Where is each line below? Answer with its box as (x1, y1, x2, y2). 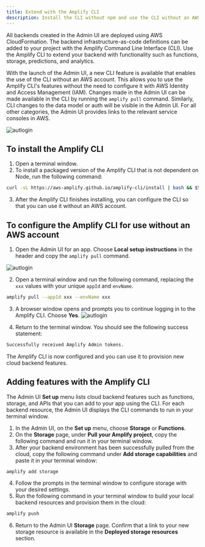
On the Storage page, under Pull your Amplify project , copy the (15, 431, 177, 438)
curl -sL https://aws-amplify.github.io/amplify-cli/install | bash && (6, 185, 192, 191)
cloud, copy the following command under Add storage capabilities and (15, 450, 197, 457)
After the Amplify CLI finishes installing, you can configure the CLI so (15, 196, 189, 203)
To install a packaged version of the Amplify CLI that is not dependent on (15, 166, 199, 174)
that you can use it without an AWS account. (15, 202, 127, 210)
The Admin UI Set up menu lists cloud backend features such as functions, (6, 393, 195, 400)
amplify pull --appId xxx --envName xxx (6, 294, 111, 300)
